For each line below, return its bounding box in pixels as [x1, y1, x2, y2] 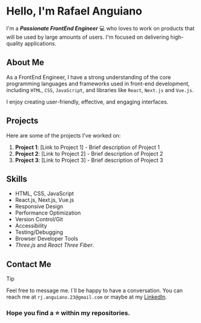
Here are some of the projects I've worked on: [6, 132, 121, 139]
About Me [6, 58, 44, 68]
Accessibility [15, 222, 47, 230]
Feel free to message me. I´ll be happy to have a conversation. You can [6, 287, 183, 295]
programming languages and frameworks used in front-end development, [6, 80, 190, 87]
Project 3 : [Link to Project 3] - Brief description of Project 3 [15, 156, 163, 164]
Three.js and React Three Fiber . [15, 241, 94, 249]
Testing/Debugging [15, 228, 64, 236]
